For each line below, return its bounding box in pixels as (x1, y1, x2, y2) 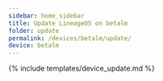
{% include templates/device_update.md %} (8, 63, 156, 73)
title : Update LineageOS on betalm (8, 19, 128, 27)
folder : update (8, 26, 60, 34)
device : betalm (8, 42, 60, 50)
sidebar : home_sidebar (8, 11, 85, 20)
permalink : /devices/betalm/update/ (8, 34, 132, 43)
